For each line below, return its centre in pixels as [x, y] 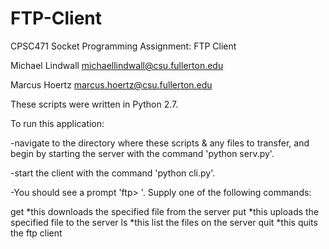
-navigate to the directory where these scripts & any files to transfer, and [160, 143]
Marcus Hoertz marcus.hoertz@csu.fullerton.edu [111, 84]
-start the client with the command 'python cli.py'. [113, 173]
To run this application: [57, 123]
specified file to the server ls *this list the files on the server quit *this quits [164, 222]
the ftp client [36, 233]
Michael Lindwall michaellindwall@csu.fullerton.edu [117, 65]
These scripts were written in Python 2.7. [94, 104]
